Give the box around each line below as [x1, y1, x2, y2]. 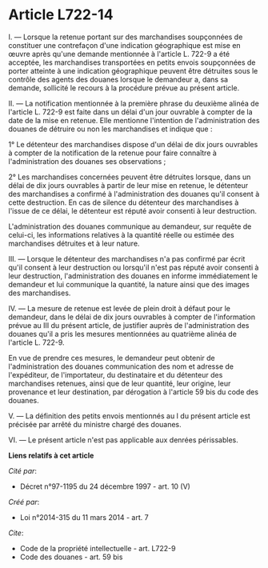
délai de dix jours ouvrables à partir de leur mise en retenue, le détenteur [8, 180, 249, 190]
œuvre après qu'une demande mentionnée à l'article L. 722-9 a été [8, 49, 230, 58]
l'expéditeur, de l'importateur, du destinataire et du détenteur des [8, 370, 223, 379]
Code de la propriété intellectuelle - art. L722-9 [19, 543, 176, 553]
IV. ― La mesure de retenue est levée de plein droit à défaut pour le [8, 303, 230, 313]
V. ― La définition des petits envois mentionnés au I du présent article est [8, 410, 250, 421]
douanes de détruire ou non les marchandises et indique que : [8, 124, 213, 134]
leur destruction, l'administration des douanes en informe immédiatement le [8, 270, 258, 281]
